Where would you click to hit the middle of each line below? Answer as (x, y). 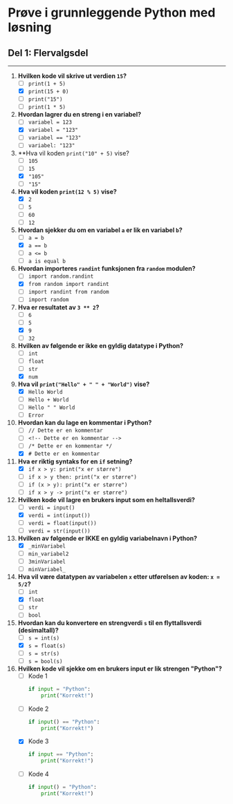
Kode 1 (38, 676)
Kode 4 (38, 774)
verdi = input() (52, 508)
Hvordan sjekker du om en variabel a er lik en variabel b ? (100, 230)
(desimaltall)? (38, 630)
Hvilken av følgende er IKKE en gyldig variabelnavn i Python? (108, 538)
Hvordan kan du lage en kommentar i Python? (85, 423)
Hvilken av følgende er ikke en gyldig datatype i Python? (101, 345)
